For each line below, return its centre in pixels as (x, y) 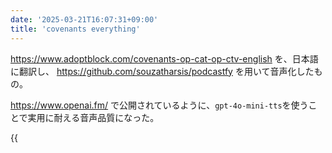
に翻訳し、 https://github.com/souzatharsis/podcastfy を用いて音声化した (162, 71)
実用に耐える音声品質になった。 (93, 117)
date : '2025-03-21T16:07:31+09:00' (84, 19)
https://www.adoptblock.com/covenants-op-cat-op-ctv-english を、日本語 (164, 58)
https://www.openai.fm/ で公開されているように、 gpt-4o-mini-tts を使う (159, 105)
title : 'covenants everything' (75, 29)
